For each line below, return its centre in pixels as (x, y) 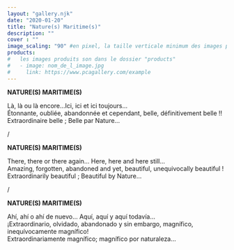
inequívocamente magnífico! (48, 231)
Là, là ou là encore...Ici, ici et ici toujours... (68, 105)
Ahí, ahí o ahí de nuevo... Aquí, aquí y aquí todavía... (81, 216)
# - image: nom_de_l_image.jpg (56, 66)
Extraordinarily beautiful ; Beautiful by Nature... (75, 176)
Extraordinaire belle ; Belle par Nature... (64, 120)
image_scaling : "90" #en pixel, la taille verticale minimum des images (115, 46)
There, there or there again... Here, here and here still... (86, 161)
